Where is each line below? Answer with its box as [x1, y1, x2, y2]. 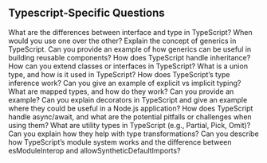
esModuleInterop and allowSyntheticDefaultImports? [8, 146, 181, 155]
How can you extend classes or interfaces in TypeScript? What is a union [8, 61, 249, 71]
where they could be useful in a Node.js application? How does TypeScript [8, 103, 253, 113]
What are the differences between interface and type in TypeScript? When [8, 27, 253, 37]
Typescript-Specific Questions [8, 6, 165, 20]
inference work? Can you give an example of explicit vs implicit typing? [8, 78, 241, 87]
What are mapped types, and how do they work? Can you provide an [8, 87, 234, 96]
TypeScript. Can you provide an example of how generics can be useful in [8, 44, 252, 54]
